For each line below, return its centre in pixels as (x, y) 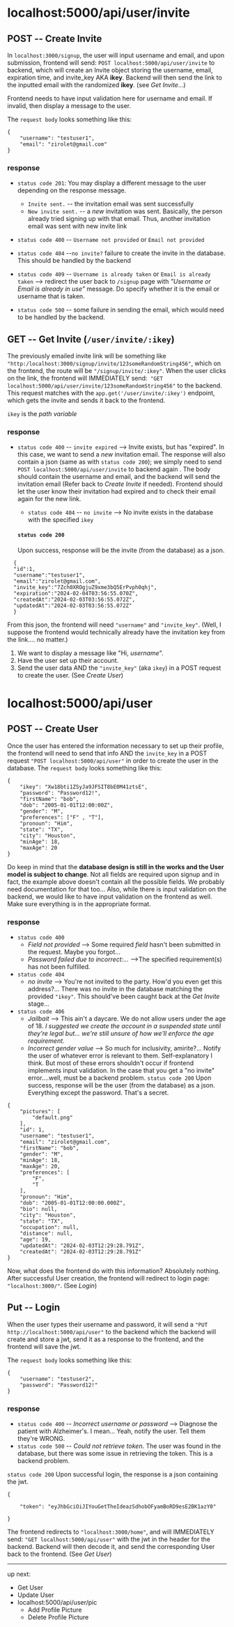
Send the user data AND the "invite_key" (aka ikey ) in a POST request (119, 668)
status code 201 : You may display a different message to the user (112, 183)
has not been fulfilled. (59, 966)
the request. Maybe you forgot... (74, 952)
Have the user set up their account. (68, 660)
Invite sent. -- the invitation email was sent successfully (110, 204)
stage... (39, 1003)
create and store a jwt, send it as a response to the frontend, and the (106, 1339)
